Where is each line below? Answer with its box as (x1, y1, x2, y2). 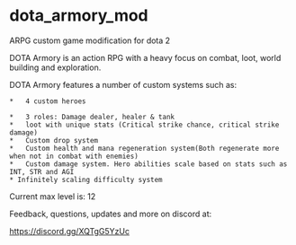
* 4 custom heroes (9, 96, 87, 106)
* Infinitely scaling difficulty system (9, 175, 164, 184)
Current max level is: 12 (9, 190, 96, 202)
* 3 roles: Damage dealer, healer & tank (9, 112, 175, 121)
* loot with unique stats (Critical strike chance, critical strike (9, 120, 280, 129)
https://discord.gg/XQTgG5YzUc (9, 225, 130, 236)
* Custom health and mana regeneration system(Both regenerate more (9, 144, 280, 153)
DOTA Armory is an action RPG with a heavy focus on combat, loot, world (9, 52, 282, 63)
